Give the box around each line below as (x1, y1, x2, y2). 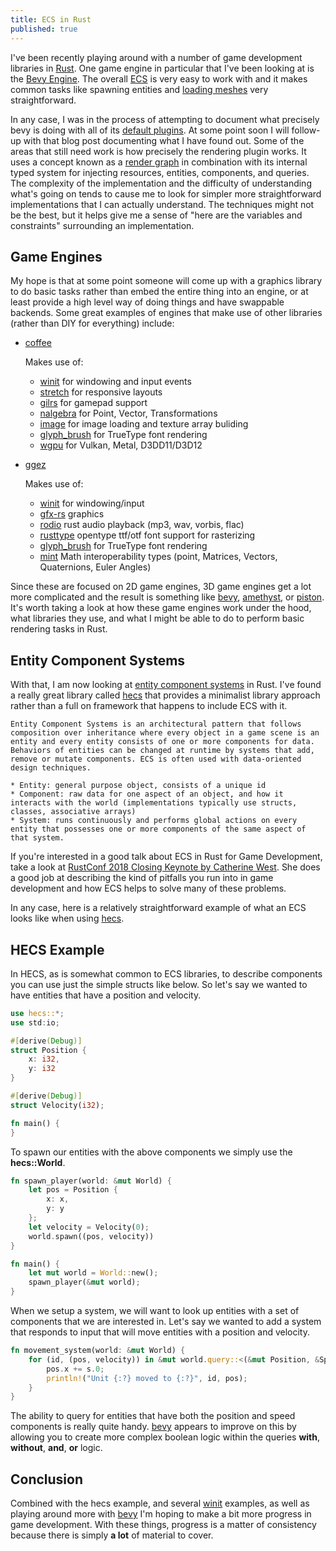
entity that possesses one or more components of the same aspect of (10, 824, 307, 835)
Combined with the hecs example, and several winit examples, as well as (10, 1497, 310, 1510)
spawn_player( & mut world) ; (28, 1277, 141, 1288)
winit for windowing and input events (39, 376, 192, 388)
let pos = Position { (28, 1185, 118, 1195)
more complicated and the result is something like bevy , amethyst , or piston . (10, 591, 325, 603)
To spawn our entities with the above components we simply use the (10, 1146, 293, 1158)
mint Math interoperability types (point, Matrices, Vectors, (39, 551, 278, 563)
